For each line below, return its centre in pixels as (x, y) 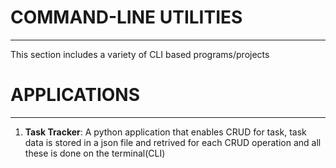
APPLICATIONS (75, 95)
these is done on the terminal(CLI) (95, 153)
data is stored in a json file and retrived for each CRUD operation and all (173, 142)
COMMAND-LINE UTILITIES (126, 17)
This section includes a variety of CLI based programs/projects (140, 54)
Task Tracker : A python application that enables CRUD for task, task (165, 132)
